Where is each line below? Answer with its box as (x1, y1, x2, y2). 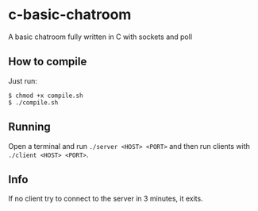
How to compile (8, 55, 87, 68)
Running (8, 120, 52, 134)
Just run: (8, 76, 38, 85)
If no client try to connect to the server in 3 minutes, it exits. (8, 193, 204, 204)
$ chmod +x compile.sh (8, 92, 83, 100)
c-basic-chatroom (8, 6, 132, 24)
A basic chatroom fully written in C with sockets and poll (8, 32, 193, 41)
